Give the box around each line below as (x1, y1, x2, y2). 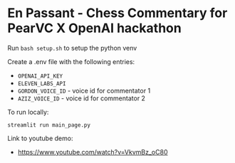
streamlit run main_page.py (7, 121, 91, 129)
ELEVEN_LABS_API (17, 80, 66, 87)
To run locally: (7, 107, 49, 116)
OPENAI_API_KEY (17, 73, 63, 80)
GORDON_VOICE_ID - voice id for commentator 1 (17, 86, 151, 95)
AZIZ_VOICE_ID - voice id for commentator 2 (17, 94, 146, 102)
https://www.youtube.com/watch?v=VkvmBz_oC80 (17, 147, 168, 156)
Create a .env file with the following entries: (7, 57, 135, 65)
